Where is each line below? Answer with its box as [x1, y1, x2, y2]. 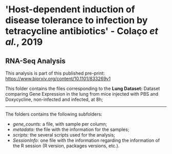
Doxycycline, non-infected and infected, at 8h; [5, 96, 103, 102]
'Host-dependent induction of [5, 4, 135, 15]
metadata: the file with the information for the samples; [12, 126, 130, 133]
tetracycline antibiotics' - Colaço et [5, 26, 159, 37]
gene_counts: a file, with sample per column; [12, 121, 107, 127]
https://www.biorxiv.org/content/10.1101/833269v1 [5, 76, 111, 81]
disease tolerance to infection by [5, 14, 148, 26]
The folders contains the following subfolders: [5, 111, 102, 117]
